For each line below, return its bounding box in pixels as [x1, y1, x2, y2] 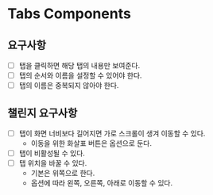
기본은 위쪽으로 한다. [30, 168, 95, 178]
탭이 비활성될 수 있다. [18, 148, 85, 159]
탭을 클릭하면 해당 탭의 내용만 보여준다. [18, 61, 141, 70]
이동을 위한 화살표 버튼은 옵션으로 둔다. [30, 139, 153, 148]
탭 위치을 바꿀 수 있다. [18, 159, 87, 168]
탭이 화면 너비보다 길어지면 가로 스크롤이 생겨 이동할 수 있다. [18, 128, 206, 138]
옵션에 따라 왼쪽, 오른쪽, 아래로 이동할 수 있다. [30, 178, 172, 188]
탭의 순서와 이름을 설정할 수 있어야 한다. [18, 71, 142, 80]
